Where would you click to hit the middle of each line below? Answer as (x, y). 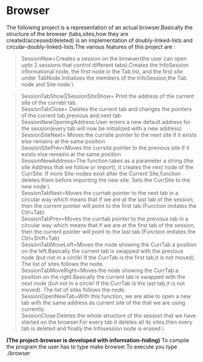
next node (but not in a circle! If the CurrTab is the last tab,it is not (103, 283)
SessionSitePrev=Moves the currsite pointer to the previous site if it (105, 148)
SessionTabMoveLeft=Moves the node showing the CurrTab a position (109, 244)
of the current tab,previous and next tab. (72, 115)
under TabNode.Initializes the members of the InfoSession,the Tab (104, 78)
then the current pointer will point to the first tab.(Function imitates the (109, 206)
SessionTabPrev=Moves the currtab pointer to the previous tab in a (105, 219)
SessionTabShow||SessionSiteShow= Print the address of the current (108, 96)
